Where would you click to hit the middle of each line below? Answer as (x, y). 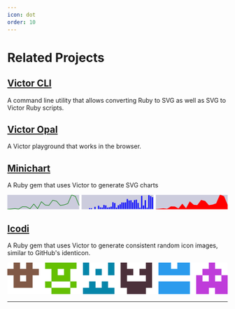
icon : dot (22, 15)
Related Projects (56, 58)
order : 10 (22, 22)
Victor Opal (33, 129)
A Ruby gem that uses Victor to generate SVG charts (83, 185)
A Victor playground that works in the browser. (74, 146)
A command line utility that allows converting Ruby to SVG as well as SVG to (116, 100)
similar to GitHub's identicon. (49, 253)
